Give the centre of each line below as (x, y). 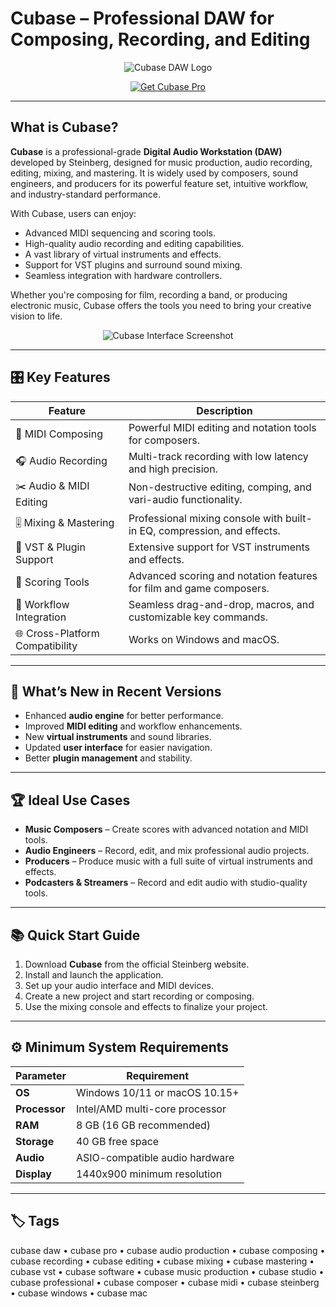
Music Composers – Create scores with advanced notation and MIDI (166, 829)
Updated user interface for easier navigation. (118, 748)
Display (33, 1174)
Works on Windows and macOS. (204, 639)
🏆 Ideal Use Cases (70, 800)
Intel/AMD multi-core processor (151, 1109)
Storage (35, 1141)
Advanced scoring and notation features (223, 575)
